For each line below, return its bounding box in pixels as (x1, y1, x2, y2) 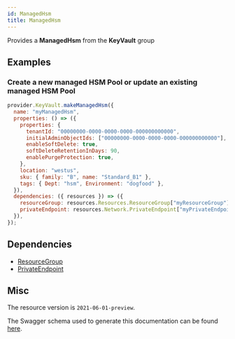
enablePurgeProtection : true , (25, 154, 114, 161)
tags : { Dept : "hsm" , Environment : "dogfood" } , (20, 180, 164, 187)
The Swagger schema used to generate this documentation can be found (7, 317, 218, 326)
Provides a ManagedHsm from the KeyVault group (7, 36, 155, 44)
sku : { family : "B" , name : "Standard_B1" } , (20, 173, 152, 181)
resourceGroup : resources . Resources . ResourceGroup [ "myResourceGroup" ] (20, 200, 230, 207)
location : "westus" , (20, 167, 80, 174)
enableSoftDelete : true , (25, 141, 99, 148)
